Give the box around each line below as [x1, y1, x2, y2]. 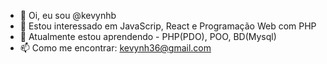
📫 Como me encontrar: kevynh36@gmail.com [19, 42, 212, 54]
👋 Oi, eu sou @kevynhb [19, 10, 117, 21]
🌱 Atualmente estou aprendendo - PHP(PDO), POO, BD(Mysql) [19, 31, 277, 42]
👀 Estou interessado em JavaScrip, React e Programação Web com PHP [19, 20, 317, 32]
